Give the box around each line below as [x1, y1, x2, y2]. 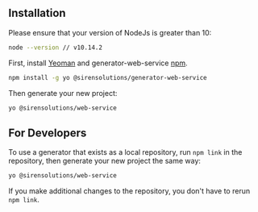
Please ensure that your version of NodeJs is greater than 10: [8, 27, 212, 37]
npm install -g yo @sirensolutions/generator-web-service [8, 73, 207, 81]
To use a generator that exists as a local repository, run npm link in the [8, 148, 243, 157]
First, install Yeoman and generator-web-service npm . [8, 58, 188, 68]
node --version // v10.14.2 [8, 44, 103, 52]
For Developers [8, 126, 87, 139]
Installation [8, 6, 66, 20]
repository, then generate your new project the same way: [8, 156, 202, 166]
